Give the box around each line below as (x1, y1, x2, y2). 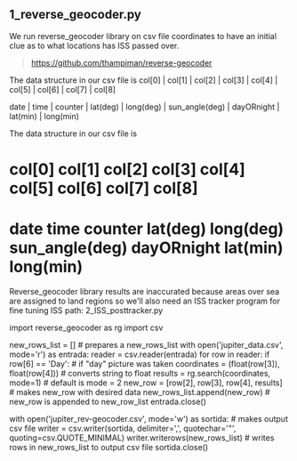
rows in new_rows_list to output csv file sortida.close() (9, 441, 209, 452)
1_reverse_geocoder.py (9, 7, 142, 22)
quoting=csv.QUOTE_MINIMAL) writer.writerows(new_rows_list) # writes (9, 432, 275, 443)
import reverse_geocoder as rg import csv (9, 322, 164, 333)
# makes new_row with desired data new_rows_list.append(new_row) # (9, 386, 270, 397)
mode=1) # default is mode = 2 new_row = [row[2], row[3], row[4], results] (9, 377, 283, 388)
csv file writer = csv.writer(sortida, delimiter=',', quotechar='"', (9, 423, 237, 433)
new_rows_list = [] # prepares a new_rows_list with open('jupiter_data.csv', (9, 339, 284, 350)
